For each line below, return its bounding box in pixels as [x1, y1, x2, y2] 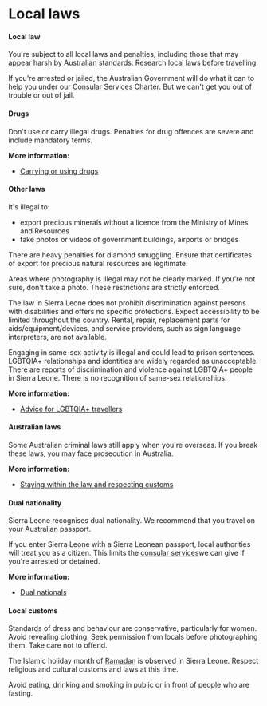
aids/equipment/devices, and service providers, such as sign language [8, 323, 241, 333]
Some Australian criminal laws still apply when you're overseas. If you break [8, 441, 258, 449]
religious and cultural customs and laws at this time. [8, 664, 179, 674]
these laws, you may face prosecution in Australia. [8, 449, 174, 458]
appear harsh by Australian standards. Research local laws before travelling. [8, 58, 259, 68]
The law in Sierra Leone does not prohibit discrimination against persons [8, 297, 247, 308]
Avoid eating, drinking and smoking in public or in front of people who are [8, 680, 249, 690]
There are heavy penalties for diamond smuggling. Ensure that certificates [8, 249, 253, 260]
